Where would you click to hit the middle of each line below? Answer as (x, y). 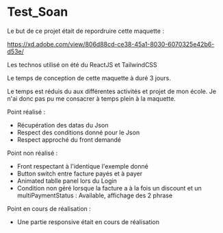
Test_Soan (38, 12)
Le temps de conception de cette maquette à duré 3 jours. (89, 78)
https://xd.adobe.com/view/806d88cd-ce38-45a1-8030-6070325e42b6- (111, 44)
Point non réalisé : (32, 153)
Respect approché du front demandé (69, 139)
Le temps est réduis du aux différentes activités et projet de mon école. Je (112, 91)
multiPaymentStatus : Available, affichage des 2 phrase (95, 195)
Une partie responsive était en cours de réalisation (88, 222)
